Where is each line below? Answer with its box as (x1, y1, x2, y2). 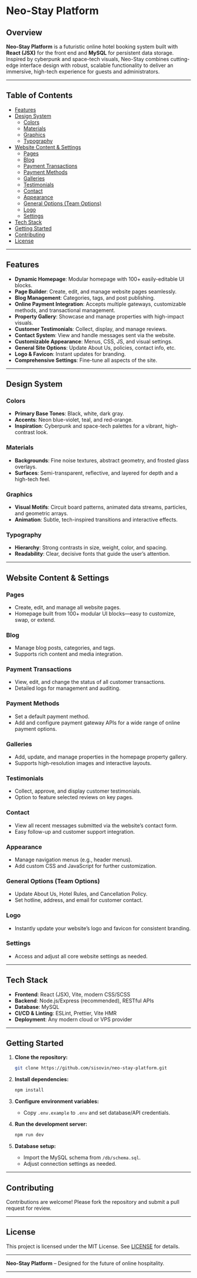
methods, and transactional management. (14, 307, 116, 314)
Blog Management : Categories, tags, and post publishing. (14, 294, 155, 301)
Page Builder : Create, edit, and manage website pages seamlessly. (14, 288, 177, 295)
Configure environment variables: (14, 1098, 99, 1105)
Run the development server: (14, 1121, 88, 1128)
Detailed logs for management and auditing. (14, 685, 121, 692)
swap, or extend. (14, 616, 56, 623)
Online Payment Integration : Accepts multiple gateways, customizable (14, 300, 186, 307)
